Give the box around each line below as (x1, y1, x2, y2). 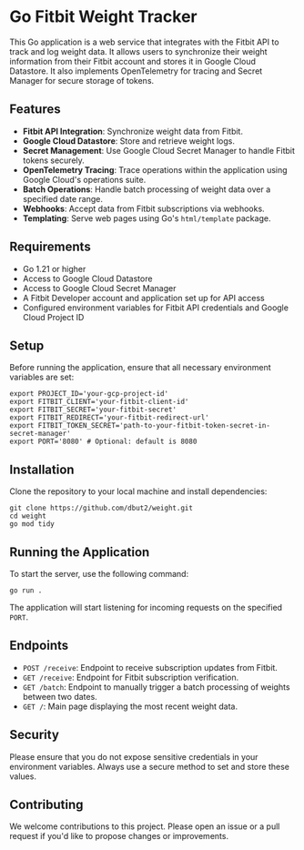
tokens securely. (22, 155, 85, 166)
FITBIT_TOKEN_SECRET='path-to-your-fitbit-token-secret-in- (37, 421, 271, 430)
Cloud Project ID (22, 311, 85, 322)
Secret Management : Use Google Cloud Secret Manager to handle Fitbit (22, 145, 296, 156)
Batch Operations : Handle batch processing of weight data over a (22, 184, 271, 195)
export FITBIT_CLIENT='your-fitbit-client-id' (9, 398, 189, 407)
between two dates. (22, 691, 97, 702)
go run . (9, 586, 43, 595)
